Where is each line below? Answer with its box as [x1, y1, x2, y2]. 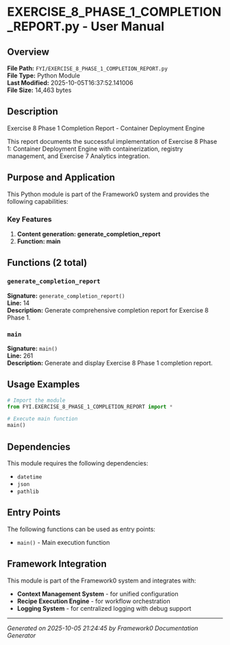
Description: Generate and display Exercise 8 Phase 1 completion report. [7, 358, 214, 367]
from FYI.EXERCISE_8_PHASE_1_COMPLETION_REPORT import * [7, 403, 173, 410]
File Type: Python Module [7, 71, 81, 80]
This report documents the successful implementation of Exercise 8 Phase [7, 137, 218, 145]
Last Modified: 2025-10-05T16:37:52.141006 [7, 79, 133, 86]
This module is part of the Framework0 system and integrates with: [7, 576, 196, 585]
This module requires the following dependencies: [7, 459, 149, 467]
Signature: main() [7, 344, 58, 352]
